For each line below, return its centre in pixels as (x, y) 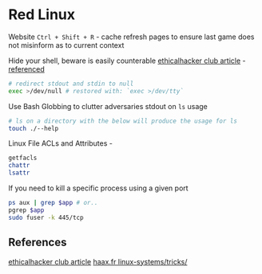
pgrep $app (26, 210)
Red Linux (42, 15)
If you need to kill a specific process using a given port (99, 188)
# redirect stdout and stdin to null (71, 84)
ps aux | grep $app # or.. (53, 203)
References (38, 243)
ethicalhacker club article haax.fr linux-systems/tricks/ (98, 261)
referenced (27, 68)
